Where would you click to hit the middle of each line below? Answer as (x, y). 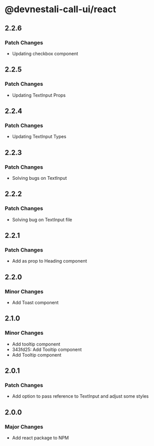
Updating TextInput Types (39, 137)
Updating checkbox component (45, 53)
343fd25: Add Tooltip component (47, 349)
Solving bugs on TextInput (39, 178)
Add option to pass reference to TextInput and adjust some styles (80, 396)
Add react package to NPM (40, 438)
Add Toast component (35, 302)
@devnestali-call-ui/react (61, 9)
